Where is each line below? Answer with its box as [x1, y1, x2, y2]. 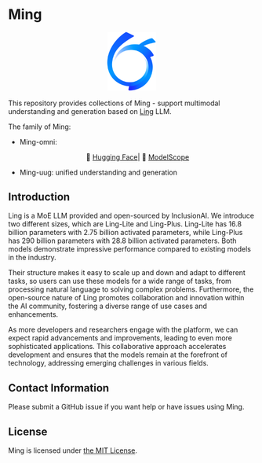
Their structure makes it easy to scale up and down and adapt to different [8, 268, 246, 277]
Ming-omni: [19, 137, 57, 146]
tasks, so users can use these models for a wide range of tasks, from [8, 277, 231, 286]
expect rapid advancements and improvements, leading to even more [8, 333, 233, 343]
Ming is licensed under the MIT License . [8, 446, 138, 455]
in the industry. [8, 253, 56, 263]
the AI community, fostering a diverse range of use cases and [8, 301, 208, 311]
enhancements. [8, 310, 59, 319]
